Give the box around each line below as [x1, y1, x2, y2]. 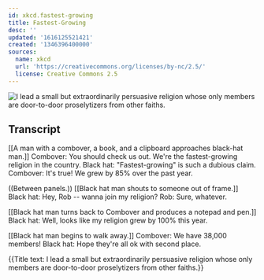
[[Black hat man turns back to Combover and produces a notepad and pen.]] [8, 208, 257, 217]
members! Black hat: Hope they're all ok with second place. [8, 239, 202, 249]
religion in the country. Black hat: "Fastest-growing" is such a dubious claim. [8, 160, 256, 170]
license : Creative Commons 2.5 [15, 70, 118, 78]
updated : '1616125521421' [8, 33, 93, 42]
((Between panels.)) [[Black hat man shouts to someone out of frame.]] [8, 184, 239, 193]
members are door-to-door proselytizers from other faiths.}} [8, 263, 204, 272]
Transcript [8, 123, 61, 136]
